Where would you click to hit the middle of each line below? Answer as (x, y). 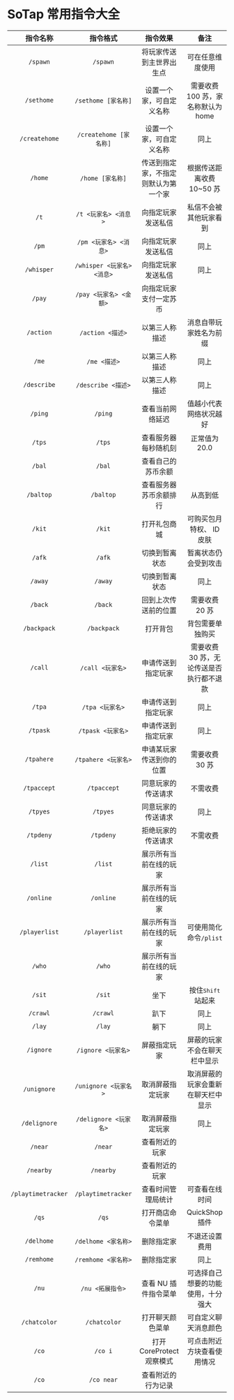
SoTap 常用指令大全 (64, 14)
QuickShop (205, 1212)
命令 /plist (205, 938)
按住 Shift (205, 990)
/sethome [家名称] (103, 101)
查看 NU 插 (159, 1283)
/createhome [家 (103, 134)
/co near (103, 1379)
